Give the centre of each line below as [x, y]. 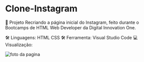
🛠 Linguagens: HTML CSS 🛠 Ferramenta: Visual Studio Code [69, 37]
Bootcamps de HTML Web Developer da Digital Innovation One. [70, 27]
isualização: [19, 45]
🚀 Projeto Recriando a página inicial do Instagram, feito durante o [72, 22]
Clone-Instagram [41, 9]
